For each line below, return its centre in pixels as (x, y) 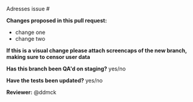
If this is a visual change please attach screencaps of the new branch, (97, 50)
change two (30, 39)
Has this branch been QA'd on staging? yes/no (66, 69)
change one (30, 32)
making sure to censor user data (48, 57)
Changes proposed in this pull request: (57, 20)
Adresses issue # (28, 9)
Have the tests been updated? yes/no (54, 80)
